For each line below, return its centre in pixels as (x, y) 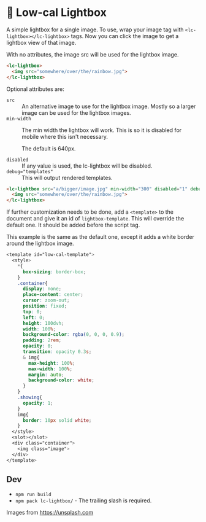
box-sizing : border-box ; (54, 272)
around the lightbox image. (40, 243)
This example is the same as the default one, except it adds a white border (101, 237)
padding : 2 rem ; (42, 340)
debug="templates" (30, 171)
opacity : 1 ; (38, 403)
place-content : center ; (53, 295)
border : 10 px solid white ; (57, 420)
